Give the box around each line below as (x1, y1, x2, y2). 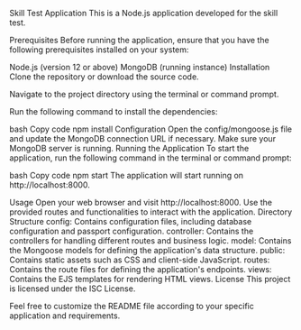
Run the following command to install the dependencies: (9, 106, 218, 116)
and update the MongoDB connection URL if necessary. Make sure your (9, 133, 277, 143)
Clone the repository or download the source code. (9, 71, 200, 82)
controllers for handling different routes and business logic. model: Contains (9, 235, 292, 246)
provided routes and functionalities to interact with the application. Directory (9, 206, 293, 217)
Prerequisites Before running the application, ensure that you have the (9, 35, 269, 45)
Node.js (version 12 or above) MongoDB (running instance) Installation (9, 62, 270, 72)
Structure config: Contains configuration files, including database (9, 216, 252, 226)
